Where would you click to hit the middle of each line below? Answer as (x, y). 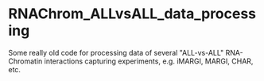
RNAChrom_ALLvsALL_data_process (132, 14)
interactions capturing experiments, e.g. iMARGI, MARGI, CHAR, (149, 61)
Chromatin (25, 61)
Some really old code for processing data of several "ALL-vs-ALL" (116, 52)
